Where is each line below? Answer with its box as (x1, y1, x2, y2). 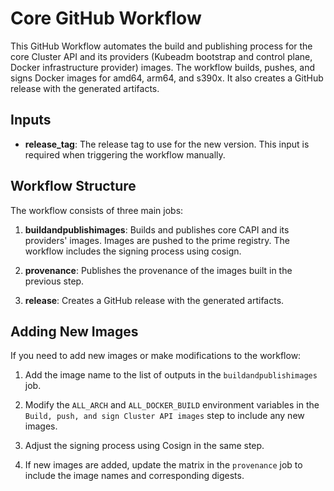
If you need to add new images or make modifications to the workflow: (10, 350, 302, 362)
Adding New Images (10, 323, 139, 340)
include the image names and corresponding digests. (24, 470, 245, 482)
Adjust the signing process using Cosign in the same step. (24, 440, 265, 452)
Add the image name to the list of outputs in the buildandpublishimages (24, 369, 318, 381)
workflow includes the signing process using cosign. (24, 245, 242, 257)
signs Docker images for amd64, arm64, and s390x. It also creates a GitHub (10, 72, 324, 84)
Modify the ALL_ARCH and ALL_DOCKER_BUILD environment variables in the (24, 399, 320, 411)
